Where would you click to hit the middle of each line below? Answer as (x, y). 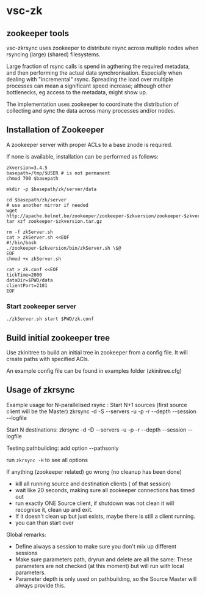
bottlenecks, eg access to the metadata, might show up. (77, 92)
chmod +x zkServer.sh (34, 259)
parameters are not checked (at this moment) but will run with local (99, 566)
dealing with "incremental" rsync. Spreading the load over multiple (90, 79)
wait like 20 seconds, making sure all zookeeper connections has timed (105, 490)
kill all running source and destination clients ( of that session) (93, 484)
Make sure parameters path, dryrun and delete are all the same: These (104, 559)
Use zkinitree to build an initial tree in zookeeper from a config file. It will (97, 352)
